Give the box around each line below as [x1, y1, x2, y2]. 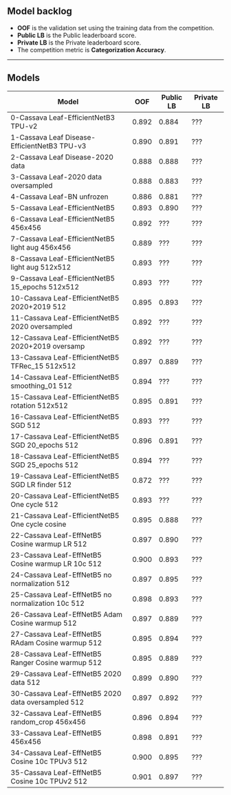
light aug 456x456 [10, 242, 71, 252]
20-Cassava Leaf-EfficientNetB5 [10, 491, 120, 501]
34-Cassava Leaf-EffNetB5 [10, 748, 102, 757]
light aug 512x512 [10, 262, 71, 272]
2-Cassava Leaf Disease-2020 [10, 152, 113, 162]
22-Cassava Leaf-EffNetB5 [10, 530, 102, 540]
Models [7, 72, 40, 84]
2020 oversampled [10, 321, 73, 331]
